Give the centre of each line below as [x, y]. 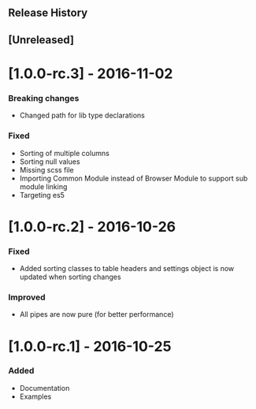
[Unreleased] [41, 40]
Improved [27, 297]
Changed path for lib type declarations [82, 115]
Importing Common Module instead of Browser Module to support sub [134, 178]
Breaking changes [44, 98]
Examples [35, 396]
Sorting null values [50, 162]
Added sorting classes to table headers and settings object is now [127, 269]
